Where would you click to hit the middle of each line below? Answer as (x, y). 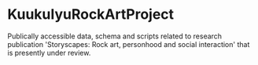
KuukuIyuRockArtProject (91, 14)
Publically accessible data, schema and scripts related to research (114, 36)
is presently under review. (49, 52)
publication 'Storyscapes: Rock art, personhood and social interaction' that (129, 44)
